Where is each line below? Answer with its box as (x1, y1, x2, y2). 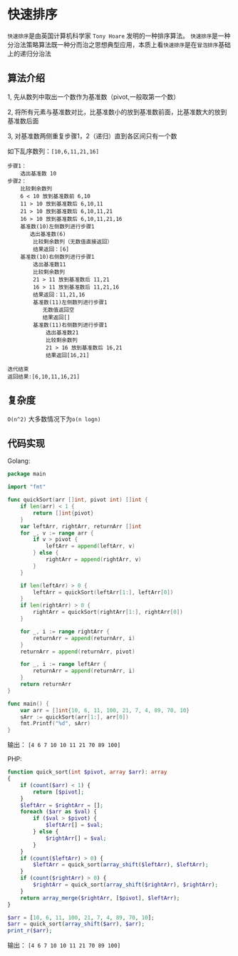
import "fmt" (7, 483, 46, 490)
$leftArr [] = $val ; (45, 821, 103, 829)
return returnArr (20, 681, 72, 688)
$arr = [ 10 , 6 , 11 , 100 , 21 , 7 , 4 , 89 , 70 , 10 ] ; (7, 914, 155, 921)
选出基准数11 (33, 261, 66, 268)
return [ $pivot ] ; (33, 788, 84, 796)
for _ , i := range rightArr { (20, 628, 110, 635)
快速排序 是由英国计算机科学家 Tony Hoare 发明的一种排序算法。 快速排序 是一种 (7, 31, 231, 40)
